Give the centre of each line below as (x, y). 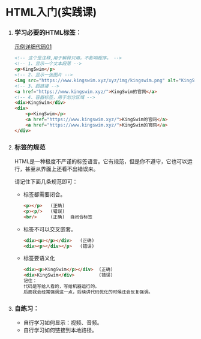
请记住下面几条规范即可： (46, 182)
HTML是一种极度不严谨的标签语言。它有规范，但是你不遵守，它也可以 (100, 161)
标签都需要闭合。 (44, 194)
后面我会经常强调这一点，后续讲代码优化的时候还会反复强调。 (88, 292)
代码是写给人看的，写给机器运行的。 (61, 286)
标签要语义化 (39, 258)
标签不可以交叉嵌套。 (49, 229)
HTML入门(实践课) (51, 12)
